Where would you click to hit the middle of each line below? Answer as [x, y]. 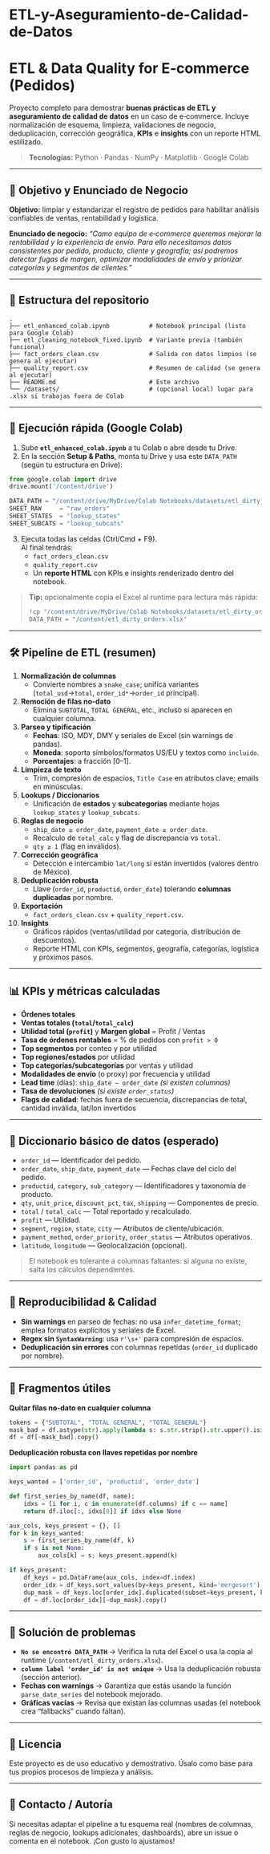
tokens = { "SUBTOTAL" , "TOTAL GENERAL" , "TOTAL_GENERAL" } [108, 1422]
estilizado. [26, 142]
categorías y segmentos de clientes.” [71, 267]
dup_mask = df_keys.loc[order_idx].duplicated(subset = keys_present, [140, 1592]
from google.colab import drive [63, 479]
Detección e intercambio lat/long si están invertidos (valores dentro [145, 863]
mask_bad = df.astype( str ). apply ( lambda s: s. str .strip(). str [115, 1430]
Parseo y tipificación [56, 727]
